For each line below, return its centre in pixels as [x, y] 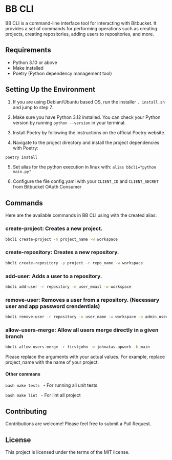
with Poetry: [25, 148]
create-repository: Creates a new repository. [62, 253]
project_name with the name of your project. [52, 362]
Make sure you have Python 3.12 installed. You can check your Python [87, 117]
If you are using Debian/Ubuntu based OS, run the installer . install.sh [89, 102]
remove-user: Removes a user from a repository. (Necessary [82, 300]
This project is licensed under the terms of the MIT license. [67, 452]
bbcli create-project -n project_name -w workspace [61, 239]
